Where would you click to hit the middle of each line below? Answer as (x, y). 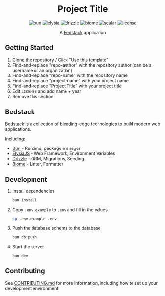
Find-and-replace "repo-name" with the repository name (70, 75)
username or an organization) (42, 70)
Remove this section (33, 96)
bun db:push (24, 237)
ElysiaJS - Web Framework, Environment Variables (64, 153)
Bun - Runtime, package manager (46, 148)
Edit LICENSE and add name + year (47, 91)
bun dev (20, 256)
